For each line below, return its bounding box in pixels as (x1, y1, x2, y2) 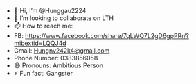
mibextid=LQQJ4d (13, 39, 67, 47)
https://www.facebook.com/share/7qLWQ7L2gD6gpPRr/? (25, 32, 189, 40)
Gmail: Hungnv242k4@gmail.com (13, 47, 110, 55)
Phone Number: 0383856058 (13, 54, 98, 62)
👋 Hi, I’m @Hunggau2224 (13, 7, 87, 15)
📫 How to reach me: (13, 22, 73, 30)
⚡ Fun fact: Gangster (13, 69, 73, 77)
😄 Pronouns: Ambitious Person (13, 61, 104, 69)
